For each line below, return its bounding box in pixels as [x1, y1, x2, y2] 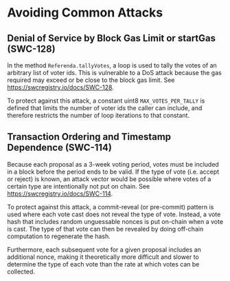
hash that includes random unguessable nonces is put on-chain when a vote [7, 217, 224, 225]
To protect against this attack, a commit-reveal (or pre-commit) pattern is [7, 202, 214, 211]
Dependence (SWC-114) [7, 142, 112, 154]
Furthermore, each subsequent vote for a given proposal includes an [7, 245, 201, 253]
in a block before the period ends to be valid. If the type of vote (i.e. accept [7, 167, 220, 176]
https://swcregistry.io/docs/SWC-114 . [7, 189, 113, 198]
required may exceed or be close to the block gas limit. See [7, 76, 175, 84]
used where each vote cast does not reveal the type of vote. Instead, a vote [7, 210, 221, 218]
